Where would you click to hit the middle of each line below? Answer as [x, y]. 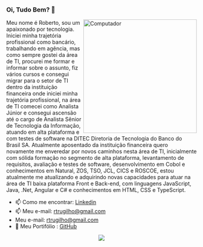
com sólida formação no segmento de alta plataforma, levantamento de [95, 158]
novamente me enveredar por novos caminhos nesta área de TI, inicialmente [101, 151]
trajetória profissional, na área [43, 100]
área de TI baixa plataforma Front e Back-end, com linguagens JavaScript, [99, 183]
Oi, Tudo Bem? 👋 [31, 10]
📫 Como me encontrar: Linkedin [56, 202]
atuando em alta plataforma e [43, 132]
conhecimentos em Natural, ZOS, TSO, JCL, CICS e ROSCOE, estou [90, 171]
